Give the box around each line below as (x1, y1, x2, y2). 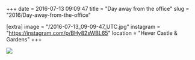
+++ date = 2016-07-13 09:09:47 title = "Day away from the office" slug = (6, 5, 190, 12)
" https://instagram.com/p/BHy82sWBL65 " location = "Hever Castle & (6, 29, 178, 37)
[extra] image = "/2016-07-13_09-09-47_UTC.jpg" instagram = (6, 23, 161, 30)
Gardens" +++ (6, 36, 42, 43)
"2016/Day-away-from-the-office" (6, 11, 91, 19)
